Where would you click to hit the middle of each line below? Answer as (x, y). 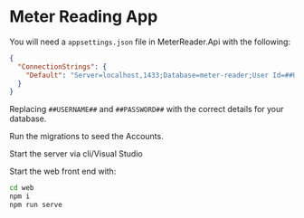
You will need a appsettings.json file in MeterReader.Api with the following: (150, 42)
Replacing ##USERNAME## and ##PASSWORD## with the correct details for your (147, 109)
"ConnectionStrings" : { (62, 66)
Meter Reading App (84, 17)
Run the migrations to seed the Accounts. (87, 137)
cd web (22, 188)
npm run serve (36, 205)
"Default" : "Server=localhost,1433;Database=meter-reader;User (147, 75)
